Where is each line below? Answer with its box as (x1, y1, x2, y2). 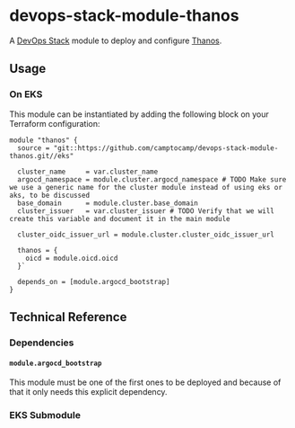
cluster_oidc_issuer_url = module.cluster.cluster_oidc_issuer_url (17, 230, 275, 239)
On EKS (9, 88, 43, 101)
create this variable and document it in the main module (9, 214, 230, 223)
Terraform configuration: (9, 118, 100, 129)
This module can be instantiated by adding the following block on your (9, 109, 269, 120)
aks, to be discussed (9, 191, 91, 200)
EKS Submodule (9, 409, 81, 422)
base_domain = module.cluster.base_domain (17, 199, 199, 208)
